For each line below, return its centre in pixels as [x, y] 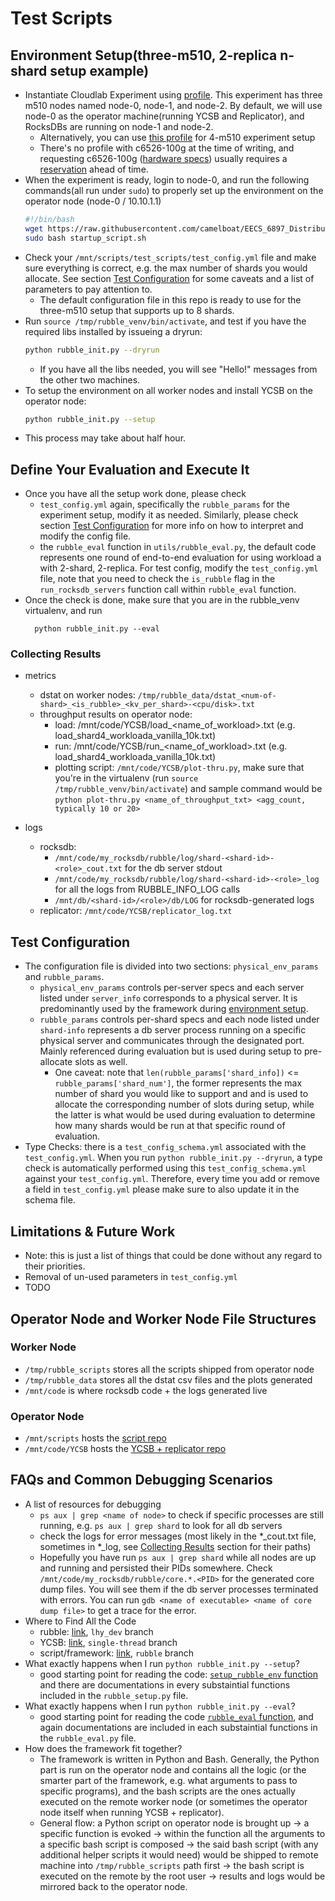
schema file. [50, 1200]
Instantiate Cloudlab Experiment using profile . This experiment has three [173, 95]
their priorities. [55, 1266]
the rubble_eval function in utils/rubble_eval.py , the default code [178, 547]
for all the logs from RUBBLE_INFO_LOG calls [147, 889]
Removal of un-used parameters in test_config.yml [131, 1277]
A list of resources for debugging [93, 1504]
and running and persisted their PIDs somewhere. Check [156, 1568]
